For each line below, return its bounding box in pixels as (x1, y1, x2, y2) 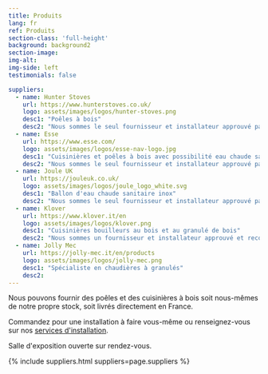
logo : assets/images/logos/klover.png (22, 219, 152, 228)
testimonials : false (8, 71, 77, 79)
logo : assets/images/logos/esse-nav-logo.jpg (22, 145, 177, 153)
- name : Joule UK (15, 167, 73, 176)
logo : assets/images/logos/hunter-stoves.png (22, 108, 177, 116)
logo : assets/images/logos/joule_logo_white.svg (22, 182, 187, 190)
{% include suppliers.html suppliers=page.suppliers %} (8, 356, 190, 366)
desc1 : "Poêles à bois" (22, 115, 102, 124)
